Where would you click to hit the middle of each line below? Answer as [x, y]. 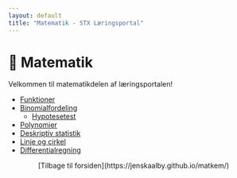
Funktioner [37, 99]
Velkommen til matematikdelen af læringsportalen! [91, 84]
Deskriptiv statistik [50, 133]
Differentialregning [50, 150]
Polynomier [39, 125]
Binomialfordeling [49, 108]
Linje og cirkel [43, 142]
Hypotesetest [54, 117]
